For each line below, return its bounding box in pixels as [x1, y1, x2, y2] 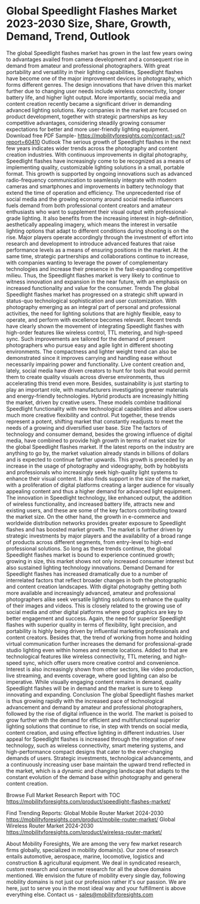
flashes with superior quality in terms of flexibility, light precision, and [6, 621, 177, 628]
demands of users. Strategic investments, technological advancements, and [6, 755, 193, 762]
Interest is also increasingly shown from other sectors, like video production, [6, 665, 195, 673]
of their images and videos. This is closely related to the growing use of [6, 602, 182, 609]
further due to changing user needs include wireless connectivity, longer [6, 87, 185, 94]
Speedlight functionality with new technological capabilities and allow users [6, 405, 193, 412]
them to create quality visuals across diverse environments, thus [6, 373, 165, 380]
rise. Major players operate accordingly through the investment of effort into [6, 233, 193, 240]
